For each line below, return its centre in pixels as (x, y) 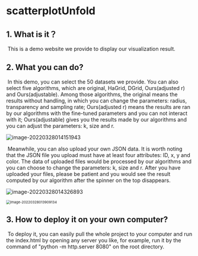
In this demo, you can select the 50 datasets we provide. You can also (93, 82)
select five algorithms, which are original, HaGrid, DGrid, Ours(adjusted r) (96, 88)
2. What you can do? (45, 67)
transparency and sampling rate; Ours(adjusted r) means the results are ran (98, 107)
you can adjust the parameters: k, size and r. (60, 126)
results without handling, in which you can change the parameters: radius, (97, 100)
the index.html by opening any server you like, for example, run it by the (94, 240)
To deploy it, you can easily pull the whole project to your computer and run (100, 234)
